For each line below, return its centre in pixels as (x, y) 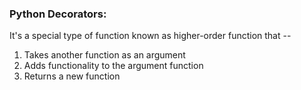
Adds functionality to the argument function (113, 66)
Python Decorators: (58, 14)
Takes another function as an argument (104, 55)
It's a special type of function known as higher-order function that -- (150, 36)
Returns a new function (72, 76)
